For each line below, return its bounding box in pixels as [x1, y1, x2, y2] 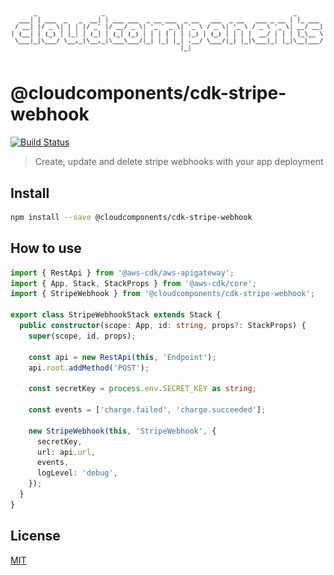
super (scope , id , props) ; [28, 331, 137, 341]
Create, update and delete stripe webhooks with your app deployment [34, 156, 324, 168]
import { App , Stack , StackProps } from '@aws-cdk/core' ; [10, 278, 257, 288]
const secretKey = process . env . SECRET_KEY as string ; [28, 384, 257, 394]
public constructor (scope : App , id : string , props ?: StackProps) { [19, 321, 307, 331]
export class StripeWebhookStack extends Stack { [10, 310, 222, 320]
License [10, 528, 61, 545]
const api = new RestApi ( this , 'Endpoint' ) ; [28, 352, 217, 362]
